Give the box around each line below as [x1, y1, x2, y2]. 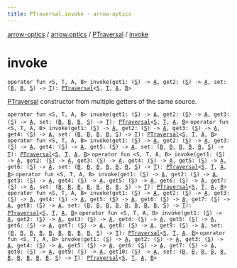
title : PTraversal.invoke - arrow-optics [7, 10, 132, 18]
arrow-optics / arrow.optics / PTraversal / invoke [7, 30, 149, 38]
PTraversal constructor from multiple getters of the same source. [7, 97, 197, 105]
